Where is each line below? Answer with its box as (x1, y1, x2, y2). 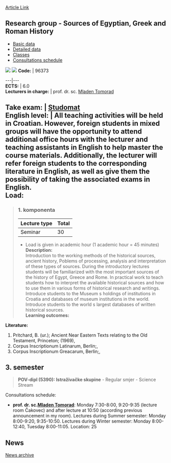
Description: (25, 247, 53, 253)
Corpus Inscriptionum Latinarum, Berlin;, (12, 343, 98, 349)
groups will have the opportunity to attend (5, 127, 142, 136)
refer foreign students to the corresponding (5, 159, 147, 168)
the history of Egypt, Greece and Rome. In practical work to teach (25, 274, 163, 280)
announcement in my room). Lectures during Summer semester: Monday (12, 413, 166, 419)
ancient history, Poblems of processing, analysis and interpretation (25, 258, 166, 264)
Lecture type (20, 219, 53, 227)
